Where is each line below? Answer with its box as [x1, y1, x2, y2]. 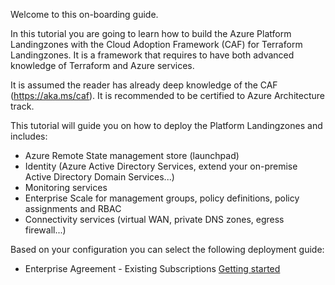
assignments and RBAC [24, 203, 122, 214]
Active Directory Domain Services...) [24, 171, 175, 183]
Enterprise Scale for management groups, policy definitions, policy [24, 192, 300, 204]
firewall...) [24, 224, 67, 236]
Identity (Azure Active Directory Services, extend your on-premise [24, 160, 298, 172]
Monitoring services [24, 182, 108, 193]
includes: [10, 130, 48, 142]
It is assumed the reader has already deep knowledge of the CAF [10, 79, 278, 91]
